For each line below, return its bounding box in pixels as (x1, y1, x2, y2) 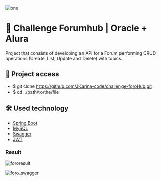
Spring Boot (12, 120, 38, 126)
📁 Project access (5, 70, 59, 78)
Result (5, 149, 22, 156)
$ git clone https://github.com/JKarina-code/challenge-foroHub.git (12, 83, 152, 89)
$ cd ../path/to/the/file (12, 88, 59, 95)
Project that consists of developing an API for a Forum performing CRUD (5, 50, 156, 56)
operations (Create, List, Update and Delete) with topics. (5, 55, 123, 61)
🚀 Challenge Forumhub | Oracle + (5, 23, 148, 34)
